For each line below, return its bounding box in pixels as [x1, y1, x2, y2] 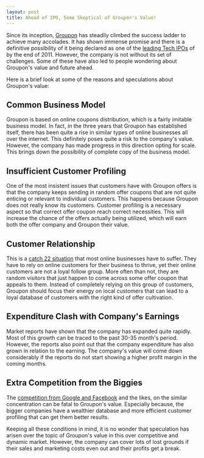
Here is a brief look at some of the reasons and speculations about [6, 76, 174, 83]
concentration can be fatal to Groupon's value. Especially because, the [6, 400, 185, 407]
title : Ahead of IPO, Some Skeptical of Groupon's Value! [6, 15, 157, 21]
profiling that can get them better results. [6, 413, 110, 421]
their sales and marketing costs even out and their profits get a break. [6, 445, 181, 452]
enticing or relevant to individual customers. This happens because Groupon [6, 195, 199, 202]
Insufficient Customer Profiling [6, 166, 127, 176]
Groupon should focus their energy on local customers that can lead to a [6, 287, 189, 295]
